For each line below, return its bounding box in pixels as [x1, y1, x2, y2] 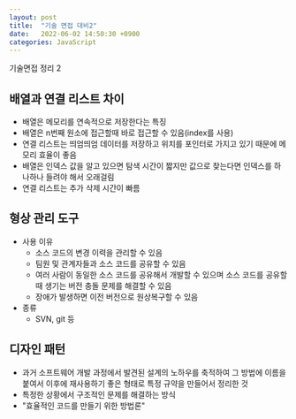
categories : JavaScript [9, 37, 97, 47]
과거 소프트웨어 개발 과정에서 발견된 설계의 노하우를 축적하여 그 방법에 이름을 [21, 367, 287, 377]
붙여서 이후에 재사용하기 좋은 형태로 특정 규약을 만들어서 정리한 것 [21, 377, 249, 389]
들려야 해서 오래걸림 [45, 171, 115, 182]
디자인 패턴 [9, 342, 66, 357]
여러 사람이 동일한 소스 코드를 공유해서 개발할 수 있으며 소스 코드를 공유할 [34, 269, 288, 279]
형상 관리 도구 [9, 211, 80, 226]
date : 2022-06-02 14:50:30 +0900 [9, 29, 140, 38]
